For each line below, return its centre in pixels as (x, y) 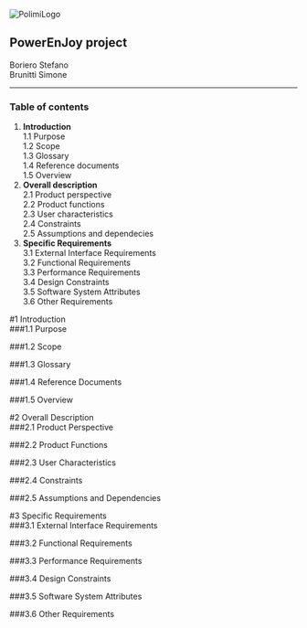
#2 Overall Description (52, 418)
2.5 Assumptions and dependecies (88, 234)
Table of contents (49, 107)
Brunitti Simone (38, 74)
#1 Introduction (38, 319)
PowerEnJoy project (69, 43)
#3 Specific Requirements (58, 516)
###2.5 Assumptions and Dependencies (85, 498)
